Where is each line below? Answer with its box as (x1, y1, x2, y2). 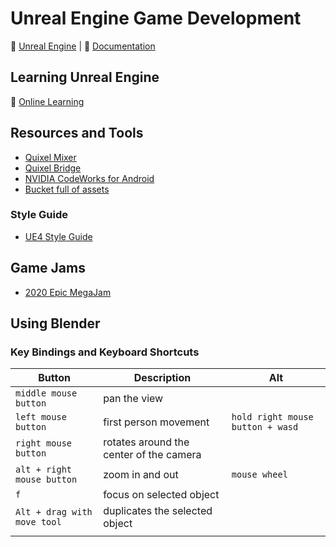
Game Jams (10, 260, 86, 277)
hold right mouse (231, 412, 314, 423)
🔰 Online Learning (10, 95, 85, 107)
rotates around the (103, 435, 190, 449)
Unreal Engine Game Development (10, 7, 302, 30)
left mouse (15, 412, 67, 423)
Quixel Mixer (24, 151, 77, 163)
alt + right (15, 464, 73, 476)
